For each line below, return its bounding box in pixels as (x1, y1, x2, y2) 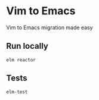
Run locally (6, 41, 49, 51)
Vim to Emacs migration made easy (6, 24, 94, 31)
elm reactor (6, 57, 36, 63)
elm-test (6, 89, 28, 95)
